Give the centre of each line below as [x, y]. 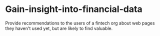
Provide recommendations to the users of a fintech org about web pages [80, 23]
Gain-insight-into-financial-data [74, 9]
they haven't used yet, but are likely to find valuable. [59, 28]
